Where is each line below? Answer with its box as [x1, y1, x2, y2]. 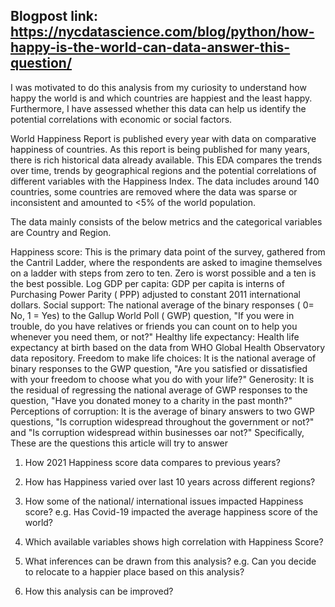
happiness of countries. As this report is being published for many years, [10, 143, 310, 155]
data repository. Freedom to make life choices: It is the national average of [10, 352, 317, 364]
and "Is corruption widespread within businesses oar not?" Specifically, [10, 426, 305, 438]
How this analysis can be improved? [24, 585, 174, 597]
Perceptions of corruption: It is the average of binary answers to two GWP [10, 405, 315, 417]
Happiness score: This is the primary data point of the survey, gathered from [10, 245, 326, 258]
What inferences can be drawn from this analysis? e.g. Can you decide [24, 555, 317, 567]
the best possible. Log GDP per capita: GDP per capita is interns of [10, 277, 285, 289]
